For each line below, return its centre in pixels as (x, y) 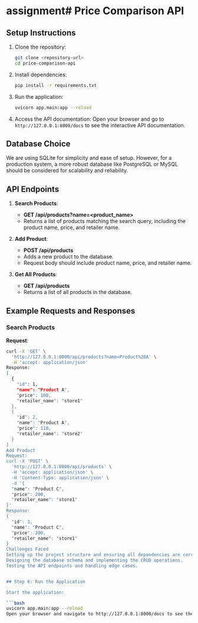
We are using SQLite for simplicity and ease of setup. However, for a (89, 158)
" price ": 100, (34, 395)
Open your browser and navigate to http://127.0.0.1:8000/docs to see (95, 614)
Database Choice (38, 143)
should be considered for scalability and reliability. (67, 170)
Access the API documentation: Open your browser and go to (89, 119)
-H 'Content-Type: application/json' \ (60, 477)
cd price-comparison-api (45, 63)
